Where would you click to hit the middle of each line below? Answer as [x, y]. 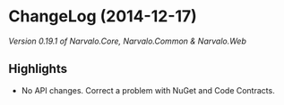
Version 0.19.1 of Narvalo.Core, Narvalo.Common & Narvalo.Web [128, 41]
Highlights [38, 69]
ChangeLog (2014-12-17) [103, 16]
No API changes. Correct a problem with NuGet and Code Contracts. [148, 90]
